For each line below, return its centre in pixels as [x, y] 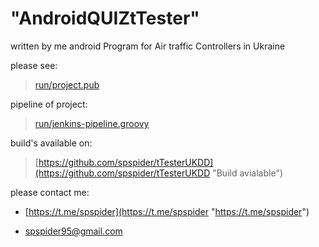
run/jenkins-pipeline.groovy [92, 123]
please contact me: [50, 192]
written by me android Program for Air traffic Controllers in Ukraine [148, 46]
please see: [34, 65]
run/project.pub [67, 84]
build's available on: [51, 143]
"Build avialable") [248, 173]
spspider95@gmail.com [73, 231]
